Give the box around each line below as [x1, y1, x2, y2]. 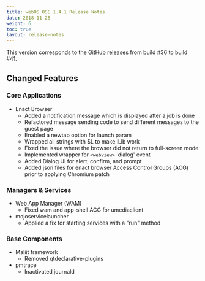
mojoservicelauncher [15, 213, 69, 220]
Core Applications [6, 91, 61, 100]
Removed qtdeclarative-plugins [24, 255, 104, 263]
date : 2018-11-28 [6, 15, 51, 21]
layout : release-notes [6, 32, 64, 38]
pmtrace [15, 261, 37, 269]
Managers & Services [6, 185, 72, 194]
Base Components [6, 234, 62, 243]
